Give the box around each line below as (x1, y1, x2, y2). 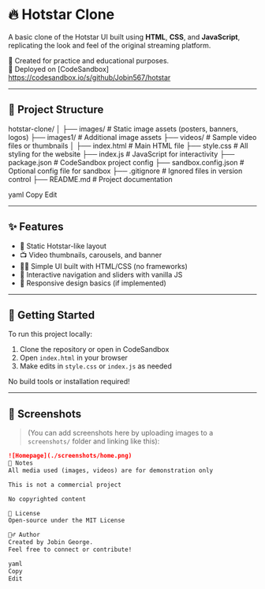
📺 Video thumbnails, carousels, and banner (19, 250, 162, 259)
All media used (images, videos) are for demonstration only (8, 466, 214, 474)
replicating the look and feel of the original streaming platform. (8, 40, 211, 50)
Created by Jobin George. (8, 538, 93, 546)
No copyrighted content (8, 495, 87, 503)
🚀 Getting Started (8, 308, 95, 322)
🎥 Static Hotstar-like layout (19, 241, 106, 251)
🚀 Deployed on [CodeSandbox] (8, 64, 109, 74)
